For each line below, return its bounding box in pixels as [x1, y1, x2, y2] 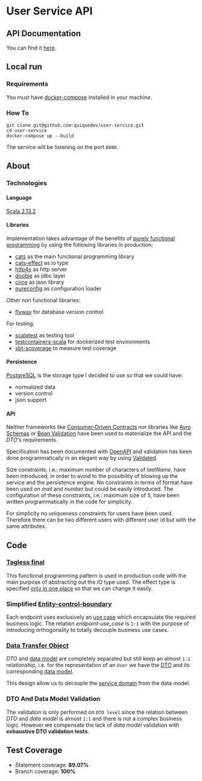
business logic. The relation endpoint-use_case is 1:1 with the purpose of [6, 620, 189, 627]
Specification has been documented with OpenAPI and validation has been [6, 448, 192, 455]
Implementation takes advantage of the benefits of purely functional [6, 234, 175, 242]
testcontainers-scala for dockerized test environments [14, 338, 151, 345]
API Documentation [6, 28, 81, 39]
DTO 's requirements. [6, 436, 58, 444]
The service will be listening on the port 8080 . [6, 143, 119, 150]
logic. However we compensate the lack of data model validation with [6, 721, 180, 728]
